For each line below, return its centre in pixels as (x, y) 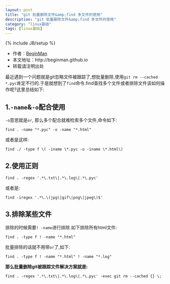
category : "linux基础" (28, 24)
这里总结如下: (30, 89)
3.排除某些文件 (29, 215)
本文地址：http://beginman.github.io (50, 60)
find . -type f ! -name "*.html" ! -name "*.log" (59, 256)
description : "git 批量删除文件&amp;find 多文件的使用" (61, 19)
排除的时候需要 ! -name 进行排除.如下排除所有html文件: (61, 227)
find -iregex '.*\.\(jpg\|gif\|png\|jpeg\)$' (54, 198)
